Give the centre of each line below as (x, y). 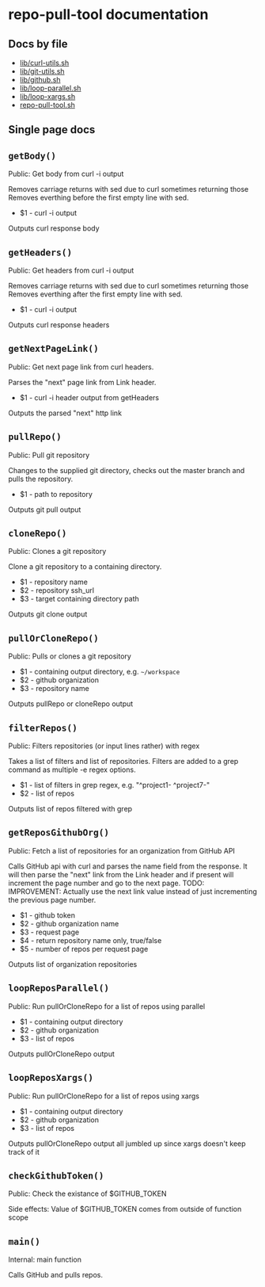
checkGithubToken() (56, 1176)
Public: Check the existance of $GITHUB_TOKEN (87, 1193)
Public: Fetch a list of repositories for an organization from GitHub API (122, 850)
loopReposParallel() (59, 988)
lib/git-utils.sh (42, 71)
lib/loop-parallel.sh (50, 88)
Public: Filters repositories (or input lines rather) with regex (104, 746)
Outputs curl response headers (59, 325)
